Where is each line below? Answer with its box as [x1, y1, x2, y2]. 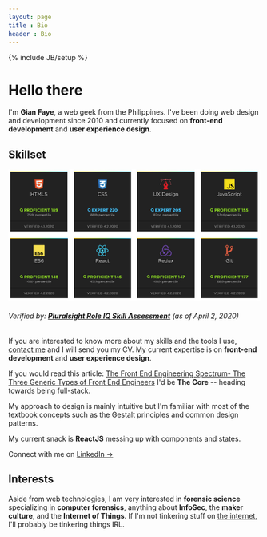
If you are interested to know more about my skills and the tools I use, [8, 337, 237, 345]
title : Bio [8, 21, 48, 30]
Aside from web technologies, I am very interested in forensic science [8, 494, 241, 503]
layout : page [8, 13, 52, 21]
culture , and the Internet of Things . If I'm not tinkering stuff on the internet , [8, 511, 258, 520]
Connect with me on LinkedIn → [8, 450, 114, 458]
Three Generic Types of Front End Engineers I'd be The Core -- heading [8, 378, 246, 386]
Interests [8, 473, 54, 487]
